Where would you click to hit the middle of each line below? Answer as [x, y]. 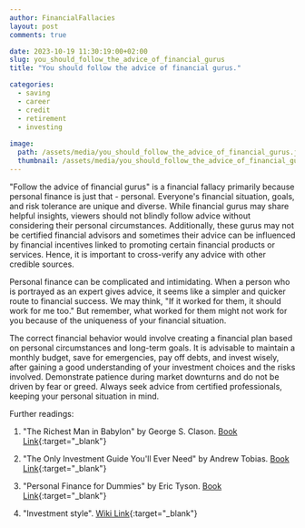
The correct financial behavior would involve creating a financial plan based [151, 338]
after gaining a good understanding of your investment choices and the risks [152, 367]
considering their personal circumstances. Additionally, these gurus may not [152, 225]
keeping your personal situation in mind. [84, 396]
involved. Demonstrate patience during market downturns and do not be [144, 376]
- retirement [42, 118]
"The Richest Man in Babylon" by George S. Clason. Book [130, 431]
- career [34, 101]
